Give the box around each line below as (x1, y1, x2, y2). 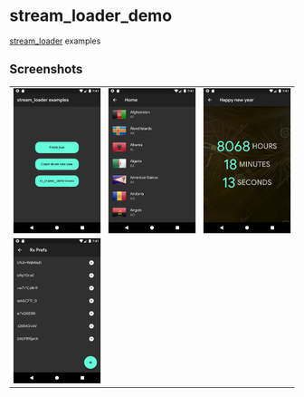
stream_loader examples (9, 35, 101, 46)
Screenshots (9, 62, 83, 77)
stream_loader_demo (9, 5, 173, 26)
